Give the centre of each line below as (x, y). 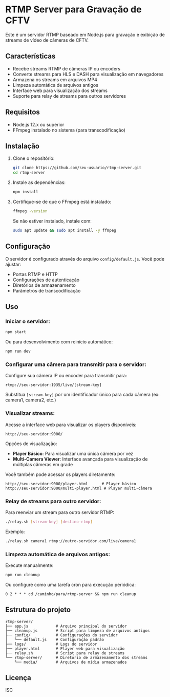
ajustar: (13, 264)
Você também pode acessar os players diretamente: (60, 474)
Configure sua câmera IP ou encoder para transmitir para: (66, 376)
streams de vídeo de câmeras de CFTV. (47, 40)
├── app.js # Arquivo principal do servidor (66, 626)
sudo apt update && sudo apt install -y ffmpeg (65, 230)
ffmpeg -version (30, 211)
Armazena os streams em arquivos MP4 (55, 79)
